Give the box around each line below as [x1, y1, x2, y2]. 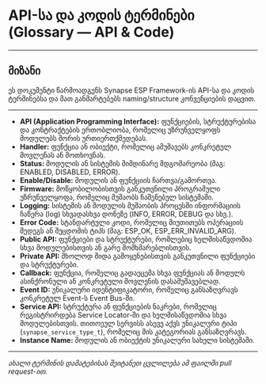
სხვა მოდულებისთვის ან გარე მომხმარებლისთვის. [19, 242, 192, 252]
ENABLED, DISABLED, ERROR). [19, 167, 121, 177]
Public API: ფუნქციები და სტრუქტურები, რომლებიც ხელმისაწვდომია [19, 234, 253, 244]
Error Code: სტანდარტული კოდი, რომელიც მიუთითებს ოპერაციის [19, 217, 244, 227]
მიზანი [8, 64, 41, 78]
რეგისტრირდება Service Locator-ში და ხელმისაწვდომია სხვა [19, 310, 227, 319]
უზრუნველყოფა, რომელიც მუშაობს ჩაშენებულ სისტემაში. [19, 192, 214, 202]
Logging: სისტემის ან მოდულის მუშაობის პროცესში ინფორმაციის [19, 200, 241, 210]
